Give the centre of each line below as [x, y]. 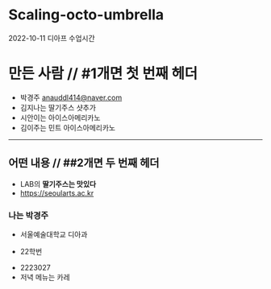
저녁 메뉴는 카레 [45, 277]
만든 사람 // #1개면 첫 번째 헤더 [103, 74]
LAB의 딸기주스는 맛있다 [58, 184]
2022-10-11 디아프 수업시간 [52, 38]
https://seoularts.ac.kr [57, 193]
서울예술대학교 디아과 [54, 234]
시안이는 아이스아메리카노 [60, 118]
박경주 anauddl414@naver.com [71, 97]
